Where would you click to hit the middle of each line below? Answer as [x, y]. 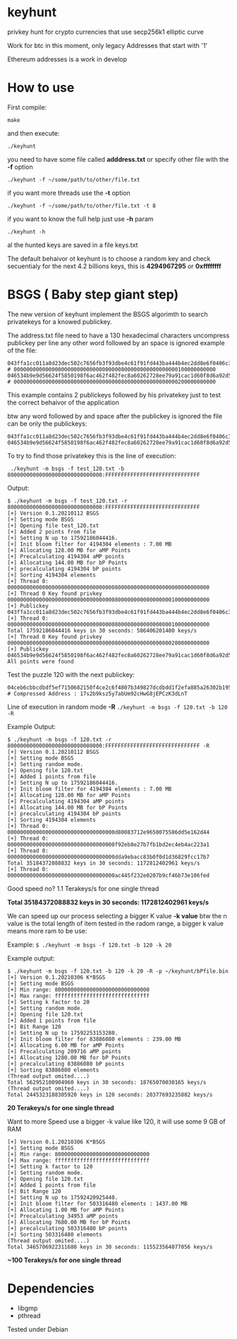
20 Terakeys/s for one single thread [61, 1107]
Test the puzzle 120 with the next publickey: [71, 674]
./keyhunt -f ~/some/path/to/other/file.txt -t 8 [82, 205]
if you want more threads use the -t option [69, 193]
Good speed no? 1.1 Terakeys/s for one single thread [83, 888]
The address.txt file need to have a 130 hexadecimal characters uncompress [119, 335]
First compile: [27, 107]
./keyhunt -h [26, 232]
